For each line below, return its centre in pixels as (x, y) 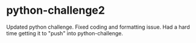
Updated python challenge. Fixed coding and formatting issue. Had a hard (98, 27)
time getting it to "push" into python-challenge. (65, 33)
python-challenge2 (56, 10)
